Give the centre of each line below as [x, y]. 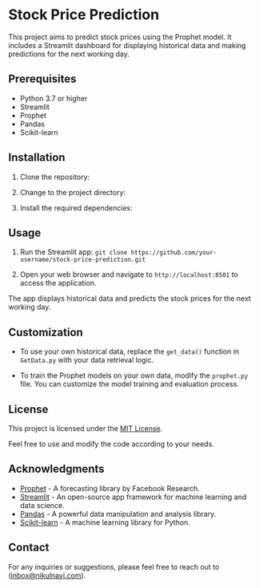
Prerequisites [42, 79]
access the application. [58, 283]
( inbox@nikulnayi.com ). [47, 575]
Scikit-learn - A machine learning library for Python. [105, 522]
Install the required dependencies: [76, 208]
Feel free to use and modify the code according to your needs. [111, 444]
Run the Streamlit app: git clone [74, 252]
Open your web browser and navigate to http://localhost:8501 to [129, 274]
